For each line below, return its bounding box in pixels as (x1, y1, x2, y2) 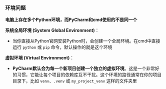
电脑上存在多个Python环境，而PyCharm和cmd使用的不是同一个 (5, 16, 137, 23)
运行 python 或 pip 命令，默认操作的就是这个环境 (12, 44, 112, 50)
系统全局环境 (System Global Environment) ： (5, 27, 99, 33)
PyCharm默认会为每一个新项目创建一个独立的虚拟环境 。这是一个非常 (12, 65, 155, 71)
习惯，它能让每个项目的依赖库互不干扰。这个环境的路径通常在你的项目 (16, 71, 161, 78)
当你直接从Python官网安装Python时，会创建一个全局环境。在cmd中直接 (12, 38, 160, 44)
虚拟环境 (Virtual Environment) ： (5, 55, 74, 61)
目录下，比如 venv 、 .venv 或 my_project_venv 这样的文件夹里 (12, 78, 137, 84)
